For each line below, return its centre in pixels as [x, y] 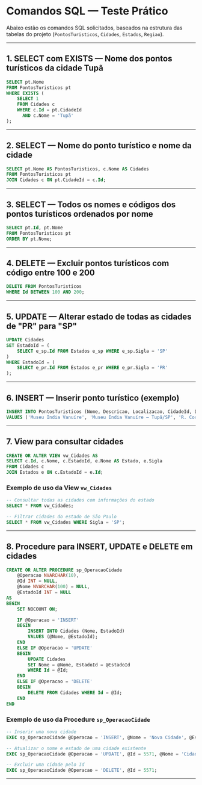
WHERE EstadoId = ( [31, 362]
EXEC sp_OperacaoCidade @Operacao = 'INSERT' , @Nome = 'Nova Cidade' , [96, 737]
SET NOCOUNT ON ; [38, 609]
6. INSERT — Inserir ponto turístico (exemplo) [93, 398]
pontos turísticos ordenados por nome [80, 214]
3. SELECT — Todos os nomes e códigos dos [91, 204]
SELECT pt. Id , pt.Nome [35, 228]
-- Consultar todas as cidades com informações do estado [80, 500]
